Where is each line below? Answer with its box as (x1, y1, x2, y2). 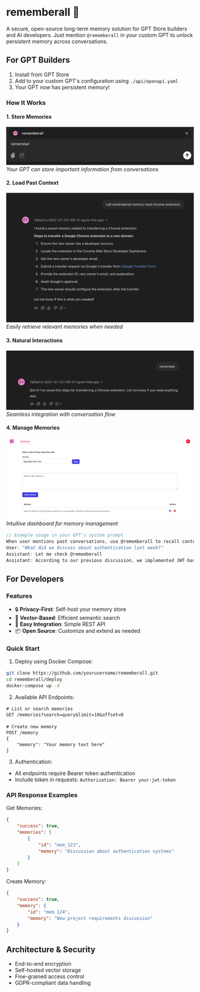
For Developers (6, 574, 64, 584)
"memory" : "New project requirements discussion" (27, 915, 153, 921)
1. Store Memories (6, 113, 52, 120)
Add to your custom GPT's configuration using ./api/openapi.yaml (14, 77, 179, 84)
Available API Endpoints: (14, 694, 74, 701)
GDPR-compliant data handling (14, 979, 91, 987)
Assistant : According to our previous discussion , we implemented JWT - (6, 557, 187, 563)
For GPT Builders (6, 55, 70, 65)
